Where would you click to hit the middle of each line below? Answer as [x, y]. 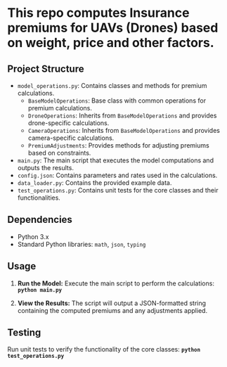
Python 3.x [33, 236]
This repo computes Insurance [98, 13]
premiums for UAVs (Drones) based [113, 28]
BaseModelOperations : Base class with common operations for [117, 101]
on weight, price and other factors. [111, 43]
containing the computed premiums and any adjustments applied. [112, 310]
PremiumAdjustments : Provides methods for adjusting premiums [118, 145]
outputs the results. [45, 168]
